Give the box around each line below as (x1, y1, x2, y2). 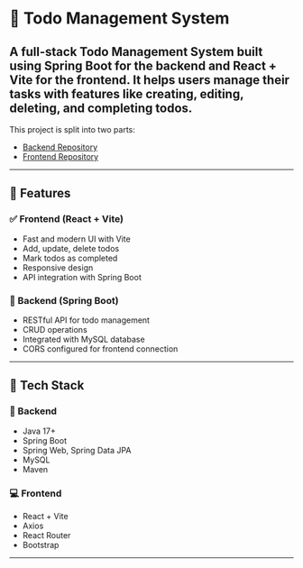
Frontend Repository (22, 151, 99, 161)
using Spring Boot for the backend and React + (9, 58, 278, 73)
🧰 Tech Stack (9, 378, 85, 393)
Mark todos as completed (22, 252, 118, 263)
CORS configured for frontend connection (22, 343, 179, 354)
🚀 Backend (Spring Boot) (9, 294, 119, 307)
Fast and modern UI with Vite (22, 234, 131, 244)
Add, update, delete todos (22, 243, 120, 253)
